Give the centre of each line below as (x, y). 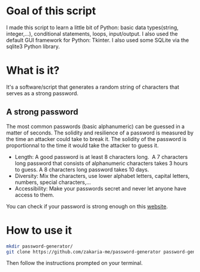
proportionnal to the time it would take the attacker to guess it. (82, 145)
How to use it (39, 230)
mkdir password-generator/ (40, 246)
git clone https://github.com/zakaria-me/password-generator (84, 252)
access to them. (35, 195)
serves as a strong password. (42, 93)
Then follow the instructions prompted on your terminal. (74, 263)
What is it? (33, 71)
